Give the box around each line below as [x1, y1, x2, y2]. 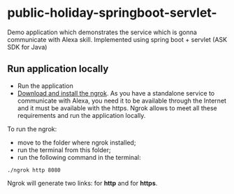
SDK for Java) [7, 43, 47, 51]
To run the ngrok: [7, 124, 57, 133]
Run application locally [7, 63, 109, 75]
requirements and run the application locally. [17, 111, 146, 119]
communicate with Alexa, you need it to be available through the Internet [17, 96, 227, 105]
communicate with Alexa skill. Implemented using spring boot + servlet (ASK [7, 35, 228, 43]
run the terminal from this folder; [17, 145, 111, 154]
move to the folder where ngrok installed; [17, 138, 136, 147]
